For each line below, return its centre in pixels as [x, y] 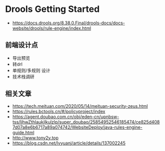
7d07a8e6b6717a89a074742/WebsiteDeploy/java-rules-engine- [77, 127]
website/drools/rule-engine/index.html [52, 28]
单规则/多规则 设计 [31, 70]
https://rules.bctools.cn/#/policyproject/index [59, 111]
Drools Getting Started [52, 9]
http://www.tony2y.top [35, 138]
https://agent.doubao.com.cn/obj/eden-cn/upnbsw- [66, 116]
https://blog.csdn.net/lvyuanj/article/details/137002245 [69, 143]
